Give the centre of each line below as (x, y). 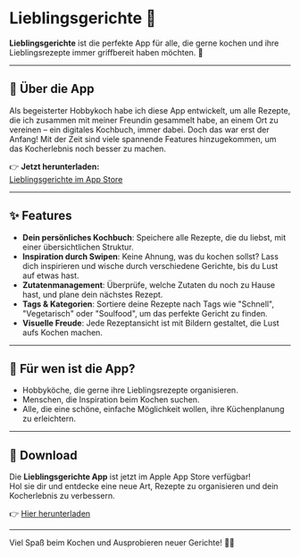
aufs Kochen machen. (62, 332)
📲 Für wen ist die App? (72, 369)
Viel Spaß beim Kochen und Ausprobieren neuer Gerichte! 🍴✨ (122, 543)
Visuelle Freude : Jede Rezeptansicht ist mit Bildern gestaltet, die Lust (150, 323)
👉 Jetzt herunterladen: (54, 166)
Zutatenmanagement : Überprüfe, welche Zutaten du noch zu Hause (148, 284)
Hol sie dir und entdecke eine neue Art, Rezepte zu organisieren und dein (144, 486)
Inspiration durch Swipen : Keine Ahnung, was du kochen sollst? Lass (150, 256)
